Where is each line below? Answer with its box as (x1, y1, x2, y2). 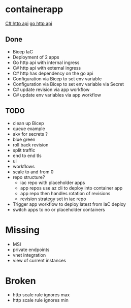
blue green (12, 136, 36, 142)
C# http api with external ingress (12, 65, 81, 71)
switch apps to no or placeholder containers (12, 206, 105, 212)
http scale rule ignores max (12, 292, 70, 298)
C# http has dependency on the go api (12, 70, 93, 76)
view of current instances (12, 257, 67, 263)
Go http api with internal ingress (12, 59, 80, 66)
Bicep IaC (12, 48, 33, 54)
